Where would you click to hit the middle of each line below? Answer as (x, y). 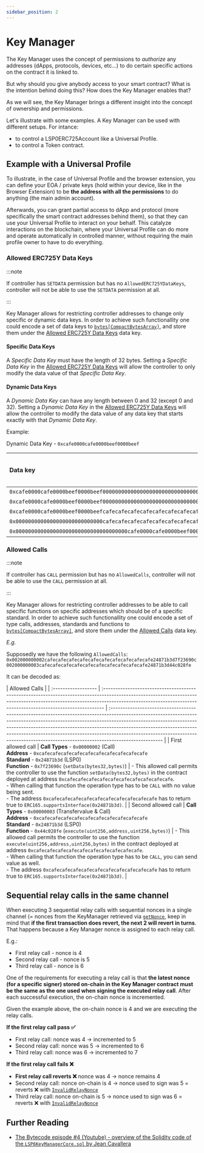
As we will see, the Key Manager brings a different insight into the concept (99, 102)
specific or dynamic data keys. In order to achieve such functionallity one (98, 320)
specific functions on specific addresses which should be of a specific (95, 611)
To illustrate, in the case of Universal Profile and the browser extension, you (101, 179)
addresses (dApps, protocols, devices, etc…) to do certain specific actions (100, 65)
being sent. (20, 792)
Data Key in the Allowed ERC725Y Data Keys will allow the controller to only (101, 367)
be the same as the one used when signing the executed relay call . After (99, 991)
